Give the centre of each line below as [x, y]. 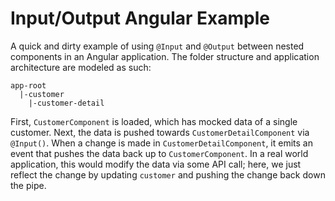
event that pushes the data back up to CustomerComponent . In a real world [159, 153]
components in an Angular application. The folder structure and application [165, 56]
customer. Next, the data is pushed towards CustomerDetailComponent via [160, 132]
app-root [28, 85]
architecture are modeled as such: [81, 67]
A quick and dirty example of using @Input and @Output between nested [157, 46]
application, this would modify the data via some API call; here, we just [156, 164]
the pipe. [28, 185]
